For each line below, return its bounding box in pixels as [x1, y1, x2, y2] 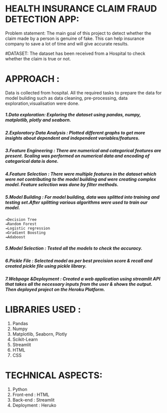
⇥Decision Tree [5, 217, 37, 222]
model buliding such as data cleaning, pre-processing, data [5, 95, 128, 101]
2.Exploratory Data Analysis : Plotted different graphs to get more [5, 129, 145, 135]
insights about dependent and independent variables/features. [5, 135, 140, 141]
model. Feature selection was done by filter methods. [5, 181, 118, 187]
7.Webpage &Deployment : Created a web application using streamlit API [5, 276, 160, 282]
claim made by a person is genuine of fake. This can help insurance [5, 35, 144, 41]
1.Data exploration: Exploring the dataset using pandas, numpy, [5, 112, 141, 118]
